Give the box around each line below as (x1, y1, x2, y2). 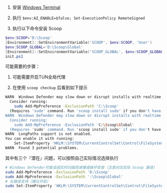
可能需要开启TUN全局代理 (12, 74, 66, 80)
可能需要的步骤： (5, 64, 40, 70)
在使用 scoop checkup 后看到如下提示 (12, 85, 88, 91)
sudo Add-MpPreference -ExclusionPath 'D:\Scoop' (5, 170, 110, 175)
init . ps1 (5, 54, 23, 59)
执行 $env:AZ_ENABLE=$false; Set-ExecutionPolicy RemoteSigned (12, 15, 145, 21)
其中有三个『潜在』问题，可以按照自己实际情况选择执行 (5, 155, 118, 161)
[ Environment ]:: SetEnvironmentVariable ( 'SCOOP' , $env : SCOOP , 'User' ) (5, 40, 153, 45)
